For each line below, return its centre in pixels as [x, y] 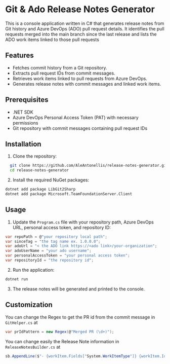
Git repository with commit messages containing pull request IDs [80, 128]
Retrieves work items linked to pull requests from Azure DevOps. [80, 78]
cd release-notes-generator [39, 170]
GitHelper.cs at [22, 322]
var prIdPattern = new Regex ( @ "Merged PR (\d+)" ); [60, 332]
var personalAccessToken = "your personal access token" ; [68, 256]
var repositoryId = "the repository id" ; [50, 260]
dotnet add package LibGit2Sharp [40, 189]
